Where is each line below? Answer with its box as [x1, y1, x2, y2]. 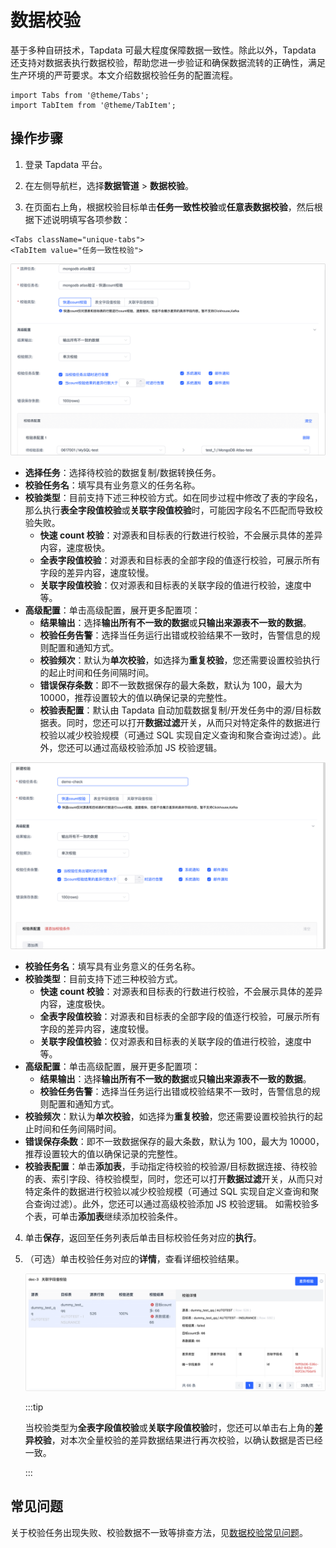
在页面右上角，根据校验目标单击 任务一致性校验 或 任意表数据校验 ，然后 [24, 201, 315, 213]
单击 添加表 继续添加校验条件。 [59, 1211, 183, 1223]
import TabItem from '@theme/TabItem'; [10, 100, 177, 110]
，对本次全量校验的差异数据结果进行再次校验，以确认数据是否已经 [51, 1434, 323, 1446]
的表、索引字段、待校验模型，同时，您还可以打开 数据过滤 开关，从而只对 [24, 1173, 323, 1185]
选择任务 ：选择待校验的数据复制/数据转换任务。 [24, 466, 222, 478]
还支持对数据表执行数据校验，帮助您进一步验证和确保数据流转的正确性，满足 [10, 56, 326, 68]
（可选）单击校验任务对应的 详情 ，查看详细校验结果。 [24, 1253, 245, 1265]
